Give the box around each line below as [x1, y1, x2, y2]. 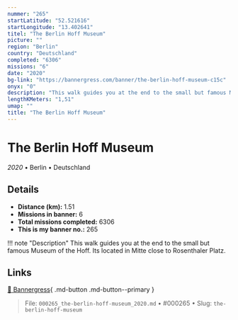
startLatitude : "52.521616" [7, 17, 91, 24]
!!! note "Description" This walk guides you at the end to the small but [7, 239, 210, 247]
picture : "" [7, 37, 42, 44]
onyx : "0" [7, 83, 37, 90]
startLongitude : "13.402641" [7, 23, 93, 30]
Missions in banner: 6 [17, 210, 84, 218]
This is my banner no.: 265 [17, 224, 98, 234]
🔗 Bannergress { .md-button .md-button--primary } [7, 285, 154, 294]
